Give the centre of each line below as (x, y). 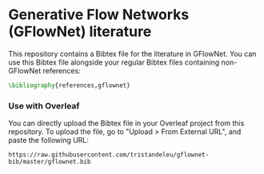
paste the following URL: (49, 140)
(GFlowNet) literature (80, 32)
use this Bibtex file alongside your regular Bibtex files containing (114, 62)
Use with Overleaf (44, 105)
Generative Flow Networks (99, 15)
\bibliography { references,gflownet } (69, 85)
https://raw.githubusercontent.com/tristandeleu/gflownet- (109, 155)
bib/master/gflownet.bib (50, 162)
